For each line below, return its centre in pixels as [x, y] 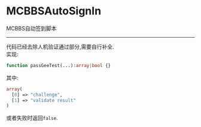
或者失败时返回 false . [32, 118]
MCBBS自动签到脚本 [31, 28]
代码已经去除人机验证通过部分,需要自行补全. [60, 47]
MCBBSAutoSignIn [54, 11]
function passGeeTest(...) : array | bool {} [59, 65]
